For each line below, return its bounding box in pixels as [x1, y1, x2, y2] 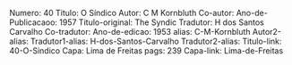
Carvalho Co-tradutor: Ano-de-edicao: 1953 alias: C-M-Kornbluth [9, 27, 251, 37]
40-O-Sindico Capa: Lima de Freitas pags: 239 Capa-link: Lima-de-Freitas [9, 45, 284, 56]
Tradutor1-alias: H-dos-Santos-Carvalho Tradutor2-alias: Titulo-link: [30, 36, 282, 46]
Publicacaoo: [9, 17, 58, 28]
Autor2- [252, 27, 282, 37]
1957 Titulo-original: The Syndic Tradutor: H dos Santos [59, 17, 264, 28]
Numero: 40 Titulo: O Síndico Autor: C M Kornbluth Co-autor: [9, 8, 235, 18]
